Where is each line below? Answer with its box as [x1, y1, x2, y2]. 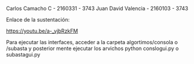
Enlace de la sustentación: [6, 16, 70, 23]
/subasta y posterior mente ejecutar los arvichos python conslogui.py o [6, 45, 179, 52]
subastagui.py [6, 51, 41, 58]
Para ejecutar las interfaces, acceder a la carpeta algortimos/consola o [6, 39, 178, 45]
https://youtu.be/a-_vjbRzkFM [6, 27, 78, 34]
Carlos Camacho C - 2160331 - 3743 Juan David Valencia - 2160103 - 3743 [6, 5, 189, 12]
